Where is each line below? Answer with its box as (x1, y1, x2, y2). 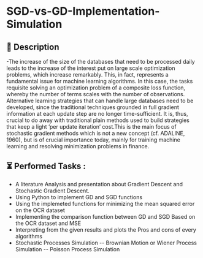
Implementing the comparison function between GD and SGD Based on (15, 213, 196, 220)
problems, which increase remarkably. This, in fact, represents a (6, 71, 169, 78)
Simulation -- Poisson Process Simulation (15, 245, 120, 252)
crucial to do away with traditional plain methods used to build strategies (6, 116, 190, 124)
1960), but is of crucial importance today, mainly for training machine (6, 136, 181, 143)
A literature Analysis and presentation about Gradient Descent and (15, 180, 183, 188)
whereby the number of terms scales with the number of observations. (6, 91, 185, 97)
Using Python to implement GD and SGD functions (15, 193, 143, 200)
